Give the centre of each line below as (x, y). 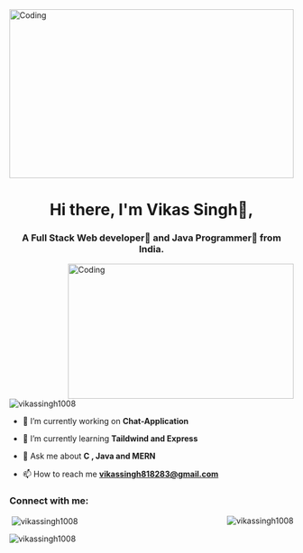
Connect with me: (49, 501)
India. (151, 249)
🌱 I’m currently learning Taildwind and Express (110, 439)
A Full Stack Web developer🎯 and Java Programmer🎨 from (151, 238)
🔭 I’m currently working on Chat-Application (106, 422)
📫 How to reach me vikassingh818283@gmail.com (120, 474)
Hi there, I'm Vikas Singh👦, (151, 210)
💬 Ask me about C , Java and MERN (89, 456)
